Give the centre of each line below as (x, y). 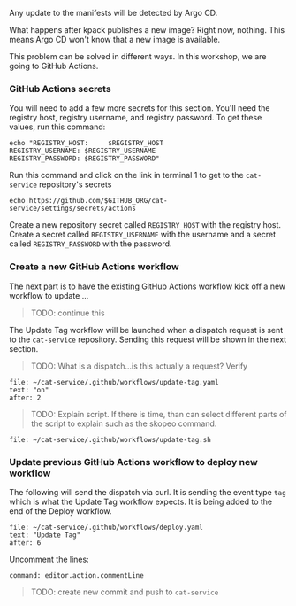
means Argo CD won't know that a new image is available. (115, 39)
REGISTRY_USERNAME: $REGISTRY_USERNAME (83, 151)
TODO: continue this (68, 313)
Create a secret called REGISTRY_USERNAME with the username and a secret (143, 235)
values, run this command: (57, 127)
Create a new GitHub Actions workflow (94, 267)
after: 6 (25, 543)
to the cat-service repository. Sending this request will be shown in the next (148, 339)
